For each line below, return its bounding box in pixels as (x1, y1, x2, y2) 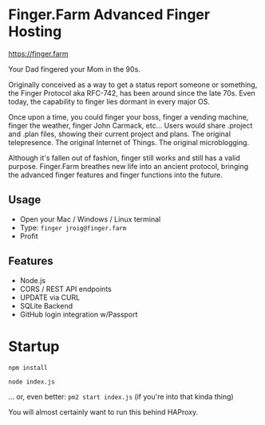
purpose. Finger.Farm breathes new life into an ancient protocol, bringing (8, 161, 249, 171)
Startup (8, 337, 60, 356)
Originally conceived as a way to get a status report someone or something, (8, 80, 258, 89)
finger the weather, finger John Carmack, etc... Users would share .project (8, 120, 253, 130)
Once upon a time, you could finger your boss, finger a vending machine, (8, 112, 249, 121)
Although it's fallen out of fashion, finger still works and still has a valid (8, 153, 241, 163)
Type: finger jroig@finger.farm (19, 222, 127, 232)
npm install (8, 364, 48, 372)
